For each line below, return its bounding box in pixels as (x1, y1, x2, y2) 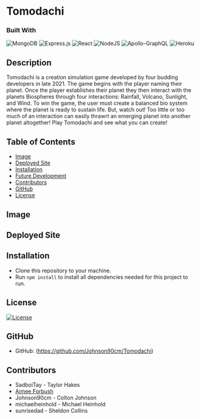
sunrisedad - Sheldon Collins (15, 407, 88, 415)
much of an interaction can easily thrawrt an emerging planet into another (6, 113, 191, 120)
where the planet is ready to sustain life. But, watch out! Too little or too (6, 106, 185, 113)
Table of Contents (6, 136, 76, 147)
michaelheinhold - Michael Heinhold (15, 401, 106, 408)
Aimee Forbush (15, 388, 53, 395)
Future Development (15, 172, 67, 180)
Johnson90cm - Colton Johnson (15, 394, 97, 401)
